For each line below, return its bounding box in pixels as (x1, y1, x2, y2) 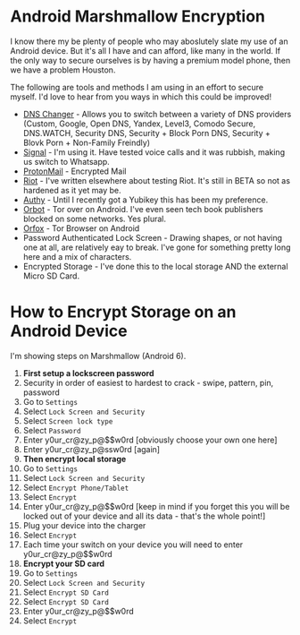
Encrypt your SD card (22, 558, 105, 569)
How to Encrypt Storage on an (10, 302, 237, 322)
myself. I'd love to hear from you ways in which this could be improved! (10, 91, 271, 102)
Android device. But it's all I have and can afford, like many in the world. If (10, 45, 280, 56)
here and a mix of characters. (22, 251, 132, 262)
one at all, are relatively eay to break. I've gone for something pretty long (22, 242, 291, 253)
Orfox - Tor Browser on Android (22, 222, 140, 234)
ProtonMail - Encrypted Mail (22, 166, 127, 176)
